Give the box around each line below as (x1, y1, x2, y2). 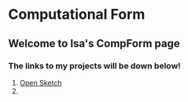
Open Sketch (19, 78, 62, 87)
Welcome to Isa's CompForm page (8, 37, 180, 50)
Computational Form (8, 5, 146, 24)
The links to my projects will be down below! (8, 60, 181, 71)
